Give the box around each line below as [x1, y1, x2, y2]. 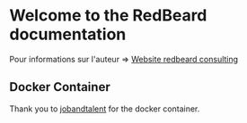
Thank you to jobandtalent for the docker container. [9, 103, 200, 114]
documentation [9, 24, 127, 45]
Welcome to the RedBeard [9, 5, 207, 26]
